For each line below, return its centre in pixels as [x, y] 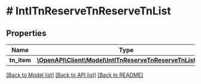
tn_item [20, 60]
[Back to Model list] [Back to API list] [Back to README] [75, 75]
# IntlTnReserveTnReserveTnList [89, 11]
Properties [26, 33]
